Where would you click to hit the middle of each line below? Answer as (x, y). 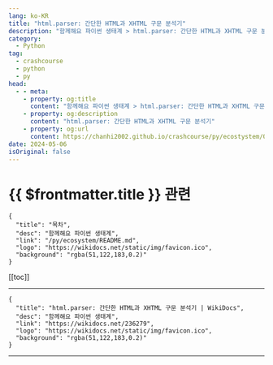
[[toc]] (19, 277)
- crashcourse (39, 62)
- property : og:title (59, 99)
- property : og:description (70, 114)
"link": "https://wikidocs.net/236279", (85, 324)
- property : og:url (56, 129)
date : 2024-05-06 (38, 144)
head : (17, 84)
